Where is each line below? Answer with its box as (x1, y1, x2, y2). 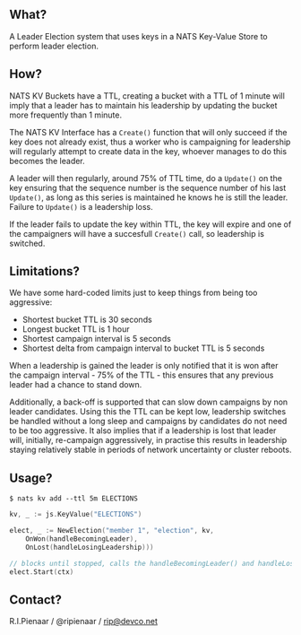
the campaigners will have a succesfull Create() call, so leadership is (9, 228, 264, 239)
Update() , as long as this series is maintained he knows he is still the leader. (9, 192, 288, 203)
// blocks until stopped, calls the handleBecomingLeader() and (9, 559, 254, 568)
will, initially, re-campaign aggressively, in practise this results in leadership (9, 435, 288, 446)
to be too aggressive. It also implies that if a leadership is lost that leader (9, 425, 277, 436)
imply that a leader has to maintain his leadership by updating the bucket (9, 100, 278, 110)
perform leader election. (9, 40, 99, 51)
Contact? (9, 592, 63, 607)
